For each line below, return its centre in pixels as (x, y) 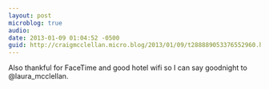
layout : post (30, 15)
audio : (19, 30)
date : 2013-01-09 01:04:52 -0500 (64, 38)
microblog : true (35, 23)
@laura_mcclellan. (38, 76)
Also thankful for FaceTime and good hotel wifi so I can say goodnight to (128, 68)
